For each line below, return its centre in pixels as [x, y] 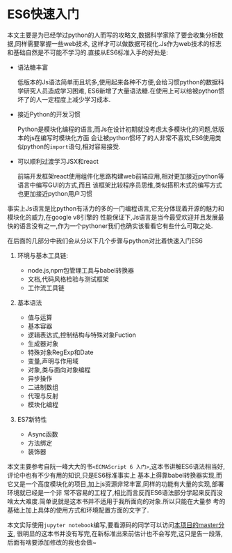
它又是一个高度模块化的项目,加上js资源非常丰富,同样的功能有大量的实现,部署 [116, 484]
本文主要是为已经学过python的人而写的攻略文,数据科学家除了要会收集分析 [112, 35]
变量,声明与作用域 [53, 361]
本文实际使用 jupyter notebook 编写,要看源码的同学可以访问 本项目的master [113, 524]
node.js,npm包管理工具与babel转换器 [81, 270]
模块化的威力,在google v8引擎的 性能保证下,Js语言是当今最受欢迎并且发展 [113, 217]
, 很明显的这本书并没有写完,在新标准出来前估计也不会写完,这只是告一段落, [118, 533]
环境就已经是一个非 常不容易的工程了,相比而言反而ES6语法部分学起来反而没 [115, 492]
